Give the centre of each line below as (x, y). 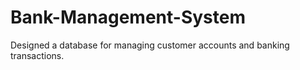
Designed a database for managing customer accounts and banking (150, 45)
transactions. (37, 55)
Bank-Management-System (128, 17)
